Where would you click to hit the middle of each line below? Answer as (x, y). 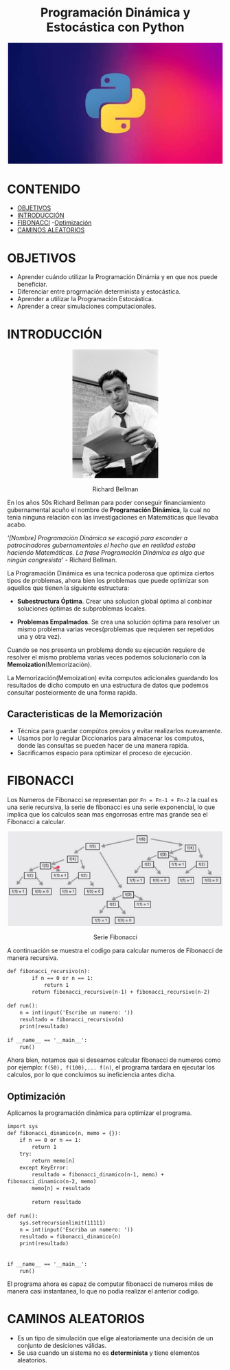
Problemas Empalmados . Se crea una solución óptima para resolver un (118, 622)
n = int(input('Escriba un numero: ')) (77, 1230)
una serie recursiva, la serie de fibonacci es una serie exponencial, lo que (111, 807)
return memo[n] (54, 1161)
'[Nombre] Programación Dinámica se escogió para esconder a (97, 538)
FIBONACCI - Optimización (54, 223)
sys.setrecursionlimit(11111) (63, 1223)
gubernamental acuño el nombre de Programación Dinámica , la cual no (109, 510)
